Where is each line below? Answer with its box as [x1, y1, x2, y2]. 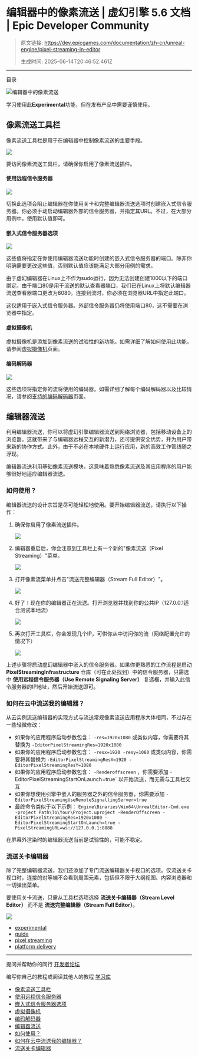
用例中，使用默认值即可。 [6, 215, 68, 222]
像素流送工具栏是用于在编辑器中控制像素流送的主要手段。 [6, 137, 146, 144]
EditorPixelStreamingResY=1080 [14, 762, 92, 768]
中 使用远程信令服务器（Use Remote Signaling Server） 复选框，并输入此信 [6, 676, 190, 683]
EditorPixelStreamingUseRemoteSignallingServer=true [14, 797, 147, 803]
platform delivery [14, 943, 57, 950]
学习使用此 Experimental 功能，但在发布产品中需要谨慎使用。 [6, 101, 153, 108]
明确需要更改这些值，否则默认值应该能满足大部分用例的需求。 [6, 262, 156, 269]
